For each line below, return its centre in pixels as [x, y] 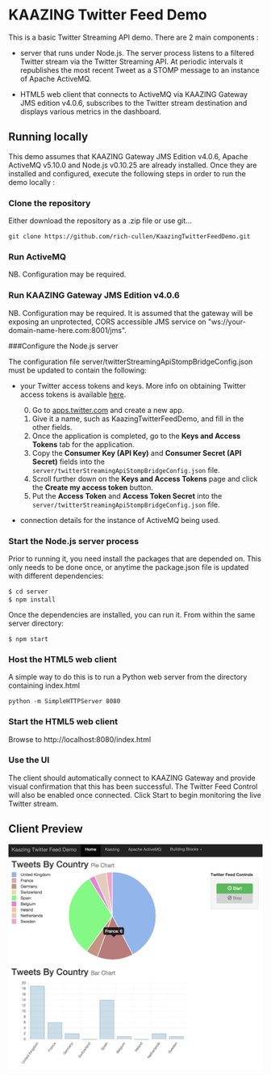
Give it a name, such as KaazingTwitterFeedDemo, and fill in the [138, 419]
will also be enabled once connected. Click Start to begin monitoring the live [135, 795]
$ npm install [32, 600]
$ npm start [28, 639]
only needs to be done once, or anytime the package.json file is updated [129, 567]
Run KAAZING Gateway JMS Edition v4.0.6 [94, 295]
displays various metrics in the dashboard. [90, 112]
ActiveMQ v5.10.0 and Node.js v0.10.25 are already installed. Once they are [133, 165]
